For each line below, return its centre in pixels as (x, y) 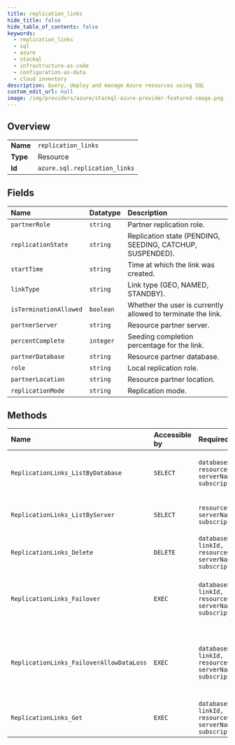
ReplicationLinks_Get (47, 718)
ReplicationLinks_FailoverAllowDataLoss (79, 663)
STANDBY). (147, 293)
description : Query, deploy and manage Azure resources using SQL (106, 85)
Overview (29, 127)
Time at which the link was (171, 264)
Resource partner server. (169, 325)
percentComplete (38, 341)
